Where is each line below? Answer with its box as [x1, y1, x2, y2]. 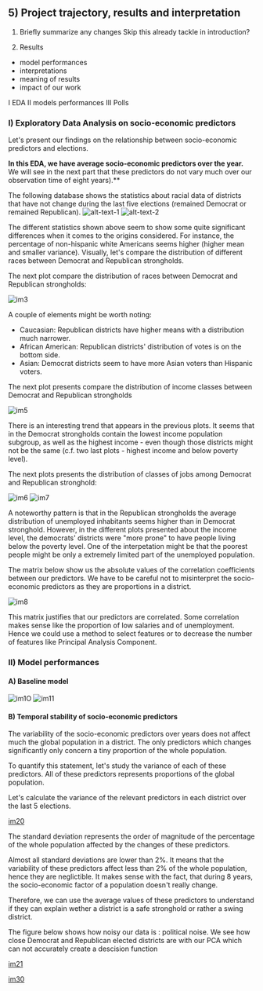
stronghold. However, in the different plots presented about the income [8, 525, 237, 535]
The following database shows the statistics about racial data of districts [8, 191, 242, 200]
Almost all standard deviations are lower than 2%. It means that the [8, 855, 225, 865]
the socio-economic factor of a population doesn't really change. [8, 880, 218, 890]
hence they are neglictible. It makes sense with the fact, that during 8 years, [8, 872, 253, 882]
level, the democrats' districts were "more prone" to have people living [8, 533, 236, 543]
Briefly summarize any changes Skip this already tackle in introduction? [19, 27, 250, 36]
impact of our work [19, 82, 81, 92]
